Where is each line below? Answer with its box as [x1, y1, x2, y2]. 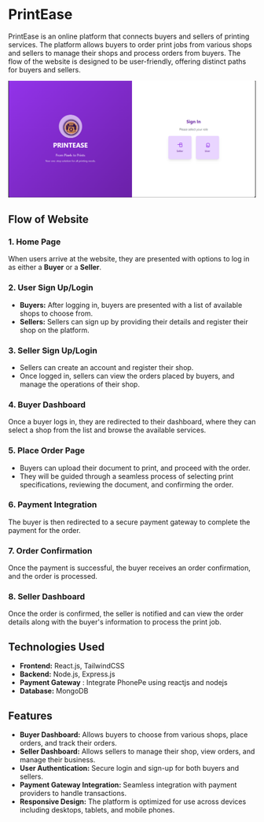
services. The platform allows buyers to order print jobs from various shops [8, 39, 253, 49]
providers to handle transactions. [19, 789, 127, 798]
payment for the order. [8, 525, 81, 535]
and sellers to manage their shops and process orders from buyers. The [8, 48, 241, 57]
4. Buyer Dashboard [8, 399, 86, 410]
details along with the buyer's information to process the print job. [8, 617, 222, 627]
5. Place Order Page [8, 445, 85, 456]
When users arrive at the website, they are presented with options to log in [8, 254, 250, 264]
